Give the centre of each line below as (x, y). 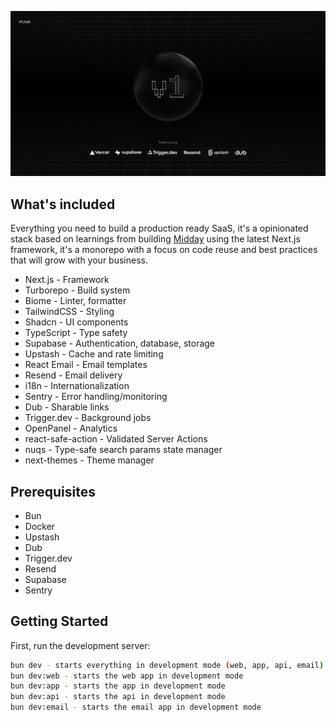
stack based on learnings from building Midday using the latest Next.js (155, 239)
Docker (40, 526)
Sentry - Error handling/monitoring (96, 397)
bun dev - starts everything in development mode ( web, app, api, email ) (167, 665)
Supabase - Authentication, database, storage (120, 343)
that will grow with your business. (79, 260)
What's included (63, 204)
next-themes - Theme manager (89, 460)
